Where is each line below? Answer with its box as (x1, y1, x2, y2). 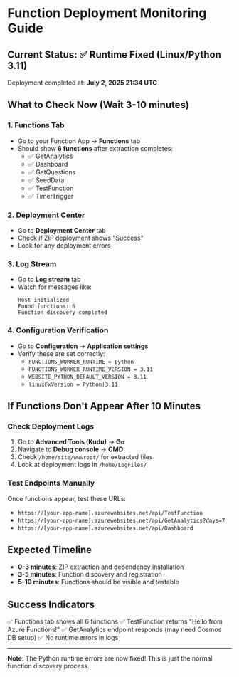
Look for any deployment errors (17, 241, 111, 250)
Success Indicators (7, 598, 95, 610)
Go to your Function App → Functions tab (17, 137, 141, 145)
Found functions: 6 (17, 303, 76, 310)
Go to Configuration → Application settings (17, 342, 149, 350)
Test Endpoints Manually (7, 478, 95, 488)
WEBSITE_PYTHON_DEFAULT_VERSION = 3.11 (28, 373, 147, 380)
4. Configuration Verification (7, 325, 109, 335)
